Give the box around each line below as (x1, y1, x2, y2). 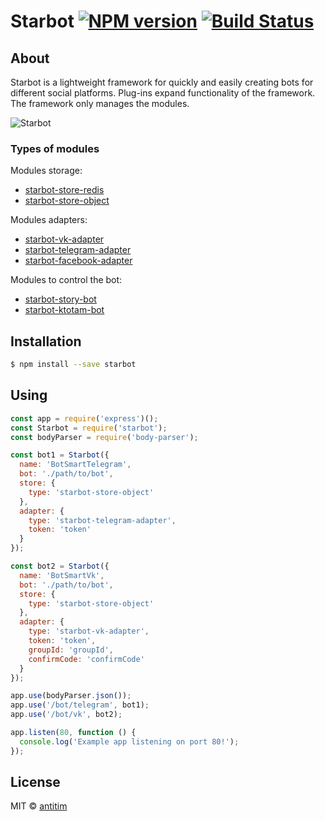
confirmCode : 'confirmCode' (28, 654, 145, 664)
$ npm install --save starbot (10, 360, 137, 370)
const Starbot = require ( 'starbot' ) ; (10, 423, 168, 433)
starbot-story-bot (24, 293, 97, 305)
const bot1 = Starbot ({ (10, 450, 110, 460)
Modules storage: (10, 165, 83, 177)
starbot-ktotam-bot (24, 304, 105, 316)
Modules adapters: (10, 214, 88, 226)
